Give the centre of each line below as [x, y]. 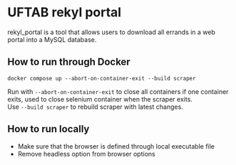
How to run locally [48, 129]
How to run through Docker [69, 62]
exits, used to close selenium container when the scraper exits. [100, 99]
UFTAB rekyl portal [65, 12]
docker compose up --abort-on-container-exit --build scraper [102, 78]
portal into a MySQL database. [52, 39]
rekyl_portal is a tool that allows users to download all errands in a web [112, 32]
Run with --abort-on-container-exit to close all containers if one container [118, 91]
